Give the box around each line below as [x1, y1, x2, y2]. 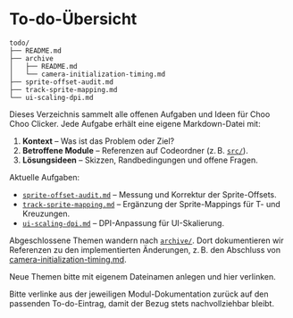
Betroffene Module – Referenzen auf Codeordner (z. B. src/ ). [21, 145, 248, 155]
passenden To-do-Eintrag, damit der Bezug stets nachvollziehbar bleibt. [9, 297, 275, 308]
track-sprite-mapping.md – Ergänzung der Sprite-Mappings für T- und [21, 198, 281, 209]
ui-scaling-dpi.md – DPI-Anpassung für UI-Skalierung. [21, 217, 225, 228]
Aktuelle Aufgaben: [9, 172, 80, 182]
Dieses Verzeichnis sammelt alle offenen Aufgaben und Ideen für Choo [9, 108, 271, 120]
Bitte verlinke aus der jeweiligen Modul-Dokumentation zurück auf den [9, 289, 270, 299]
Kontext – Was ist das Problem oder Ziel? [21, 135, 175, 146]
